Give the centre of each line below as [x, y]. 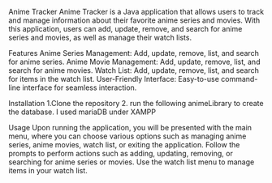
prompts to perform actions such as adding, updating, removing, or [121, 153]
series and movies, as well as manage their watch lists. [100, 37]
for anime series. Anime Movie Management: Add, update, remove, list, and [134, 62]
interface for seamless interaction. [80, 87]
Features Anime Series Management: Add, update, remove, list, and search [134, 53]
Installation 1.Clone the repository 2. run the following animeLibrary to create [136, 103]
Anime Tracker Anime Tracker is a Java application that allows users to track [136, 12]
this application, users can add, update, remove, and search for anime [125, 29]
